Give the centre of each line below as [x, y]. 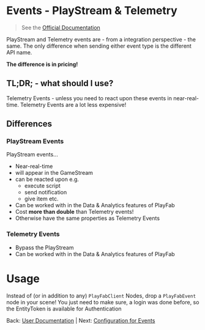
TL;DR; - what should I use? [60, 83]
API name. [19, 52]
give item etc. [42, 199]
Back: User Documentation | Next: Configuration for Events [81, 320]
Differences [29, 124]
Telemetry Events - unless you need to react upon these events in [89, 98]
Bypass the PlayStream [44, 248]
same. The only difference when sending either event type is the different [99, 46]
